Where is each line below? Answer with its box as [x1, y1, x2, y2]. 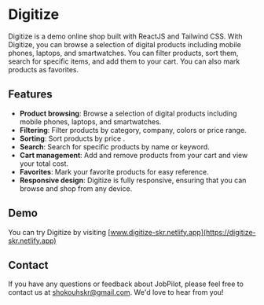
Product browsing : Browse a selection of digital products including [19, 108, 237, 118]
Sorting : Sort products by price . [19, 134, 126, 143]
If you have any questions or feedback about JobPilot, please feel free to [8, 279, 244, 288]
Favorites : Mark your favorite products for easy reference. [19, 167, 210, 176]
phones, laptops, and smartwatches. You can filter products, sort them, [8, 48, 239, 57]
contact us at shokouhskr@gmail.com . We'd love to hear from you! [8, 288, 224, 297]
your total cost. [19, 159, 69, 168]
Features [8, 88, 53, 101]
